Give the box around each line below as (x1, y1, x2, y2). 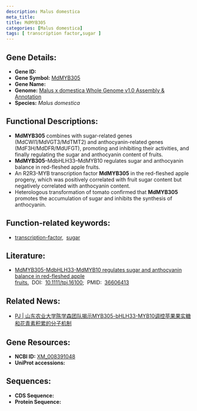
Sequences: (6, 376, 51, 386)
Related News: (6, 296, 61, 306)
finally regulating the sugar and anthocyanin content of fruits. (14, 151, 163, 158)
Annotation (14, 93, 42, 100)
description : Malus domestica (6, 8, 81, 15)
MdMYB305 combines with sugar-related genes (14, 132, 132, 139)
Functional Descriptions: (6, 116, 98, 127)
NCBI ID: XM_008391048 (14, 353, 75, 360)
